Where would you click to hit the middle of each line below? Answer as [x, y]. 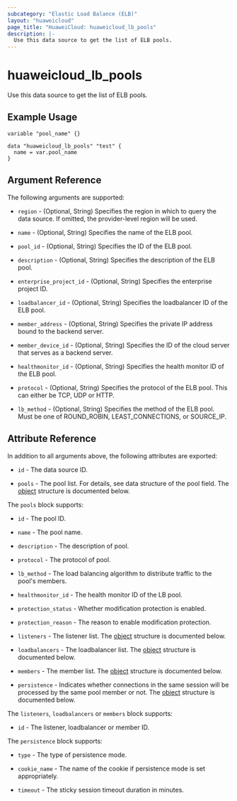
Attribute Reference [52, 439]
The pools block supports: [45, 504]
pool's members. [42, 581]
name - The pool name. [50, 532]
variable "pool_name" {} [44, 133]
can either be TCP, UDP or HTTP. [66, 395]
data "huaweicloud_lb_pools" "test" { [64, 146]
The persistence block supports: [55, 741]
